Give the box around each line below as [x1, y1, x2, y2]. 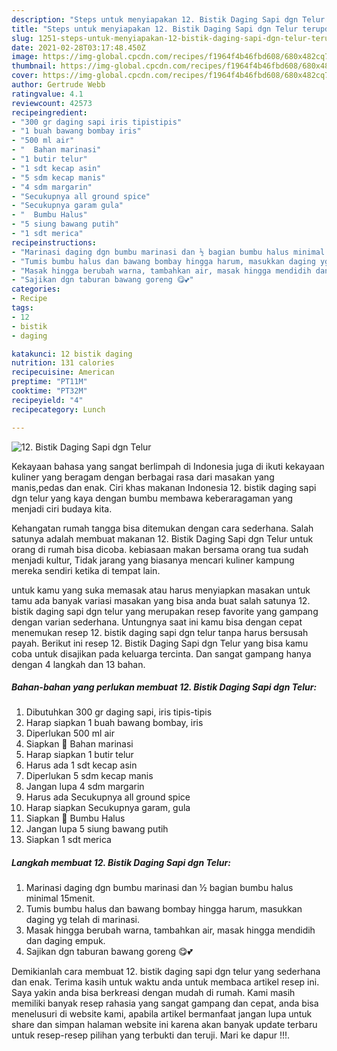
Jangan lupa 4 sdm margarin [25, 781, 145, 793]
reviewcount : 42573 [11, 98, 93, 108]
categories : [11, 284, 61, 295]
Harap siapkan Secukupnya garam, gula [25, 802, 191, 814]
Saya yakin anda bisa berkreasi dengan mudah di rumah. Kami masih [11, 987, 296, 999]
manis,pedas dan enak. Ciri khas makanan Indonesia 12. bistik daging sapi [11, 481, 317, 493]
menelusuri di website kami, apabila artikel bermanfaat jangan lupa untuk [11, 1008, 313, 1020]
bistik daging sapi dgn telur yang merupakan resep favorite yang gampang [11, 605, 319, 617]
